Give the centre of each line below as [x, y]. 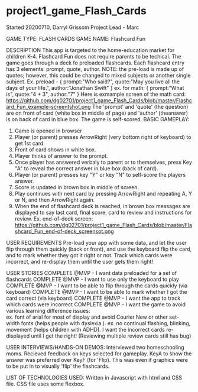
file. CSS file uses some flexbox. [45, 384]
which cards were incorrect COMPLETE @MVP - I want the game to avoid [96, 304]
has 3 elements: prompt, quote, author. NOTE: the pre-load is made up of [95, 69]
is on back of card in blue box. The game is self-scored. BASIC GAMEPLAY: [98, 119]
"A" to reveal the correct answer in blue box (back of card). [86, 168]
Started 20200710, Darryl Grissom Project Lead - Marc [73, 27]
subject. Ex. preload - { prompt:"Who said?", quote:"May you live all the [93, 82]
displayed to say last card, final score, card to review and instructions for [103, 212]
